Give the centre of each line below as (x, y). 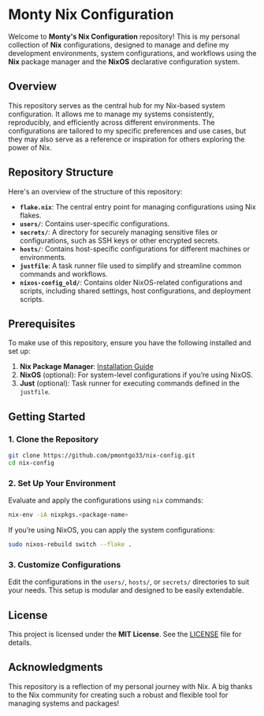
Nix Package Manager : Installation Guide (86, 367)
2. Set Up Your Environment (62, 483)
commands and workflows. (63, 273)
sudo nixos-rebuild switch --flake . (70, 544)
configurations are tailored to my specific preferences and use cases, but (127, 130)
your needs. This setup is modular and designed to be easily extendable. (126, 590)
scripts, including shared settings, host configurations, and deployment (135, 291)
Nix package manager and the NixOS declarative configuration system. (124, 62)
